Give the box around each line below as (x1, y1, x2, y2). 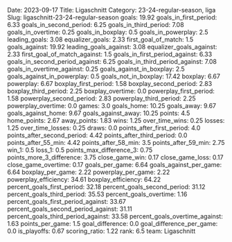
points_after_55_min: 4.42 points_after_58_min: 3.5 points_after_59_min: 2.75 (7, 139, 225, 146)
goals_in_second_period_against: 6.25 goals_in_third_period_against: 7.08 (7, 58, 217, 65)
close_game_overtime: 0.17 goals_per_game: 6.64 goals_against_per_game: (7, 161, 222, 168)
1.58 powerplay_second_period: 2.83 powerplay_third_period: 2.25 (7, 94, 196, 103)
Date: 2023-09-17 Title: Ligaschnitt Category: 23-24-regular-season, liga (7, 6, 216, 14)
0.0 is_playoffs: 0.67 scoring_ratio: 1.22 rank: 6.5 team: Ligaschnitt (7, 227, 196, 235)
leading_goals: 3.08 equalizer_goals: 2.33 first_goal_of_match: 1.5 (7, 35, 194, 44)
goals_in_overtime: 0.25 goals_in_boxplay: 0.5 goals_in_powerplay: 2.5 (7, 28, 208, 36)
